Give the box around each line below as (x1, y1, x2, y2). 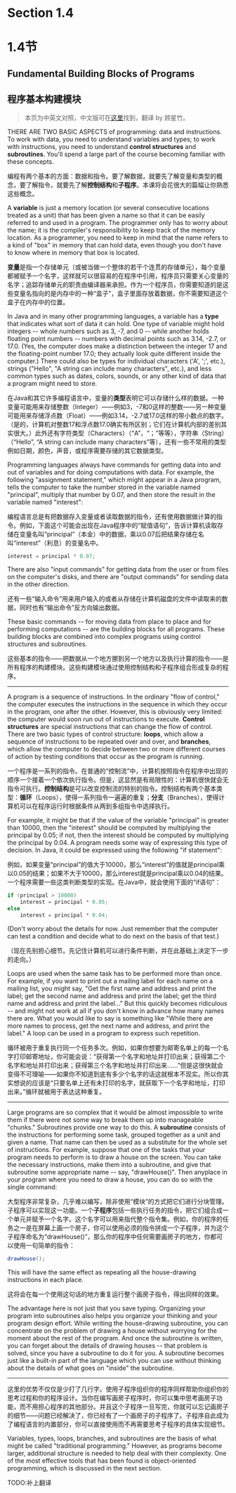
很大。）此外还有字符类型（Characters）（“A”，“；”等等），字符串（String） (13, 429, 228, 437)
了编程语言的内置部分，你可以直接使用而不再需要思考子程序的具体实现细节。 (7, 1420, 229, 1428)
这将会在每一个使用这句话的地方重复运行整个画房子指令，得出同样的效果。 (7, 1290, 223, 1298)
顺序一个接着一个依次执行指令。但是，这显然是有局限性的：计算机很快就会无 (7, 775, 229, 784)
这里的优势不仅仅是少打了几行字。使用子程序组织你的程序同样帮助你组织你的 (7, 1385, 229, 1393)
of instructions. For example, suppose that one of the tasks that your (7, 1145, 206, 1153)
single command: (7, 1182, 58, 1191)
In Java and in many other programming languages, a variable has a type (7, 311, 219, 321)
